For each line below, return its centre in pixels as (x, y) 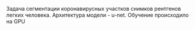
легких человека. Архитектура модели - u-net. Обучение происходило (97, 15)
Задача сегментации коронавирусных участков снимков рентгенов (94, 9)
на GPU (16, 21)
